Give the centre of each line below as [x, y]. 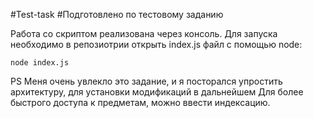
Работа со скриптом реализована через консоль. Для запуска [144, 33]
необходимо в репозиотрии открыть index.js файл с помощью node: [156, 44]
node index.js [40, 63]
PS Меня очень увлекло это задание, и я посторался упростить [146, 81]
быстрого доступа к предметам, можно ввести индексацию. [140, 102]
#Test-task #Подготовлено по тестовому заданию [117, 14]
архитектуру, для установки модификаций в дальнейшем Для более [157, 92]
